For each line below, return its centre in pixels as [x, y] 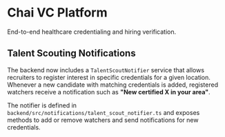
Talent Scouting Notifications [71, 53]
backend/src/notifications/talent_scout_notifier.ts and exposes [104, 112]
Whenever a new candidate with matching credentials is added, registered [113, 85]
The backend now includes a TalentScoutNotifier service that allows [106, 70]
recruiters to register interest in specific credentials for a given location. [109, 77]
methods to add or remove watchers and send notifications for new [103, 120]
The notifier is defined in [42, 105]
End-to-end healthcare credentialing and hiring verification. [92, 32]
